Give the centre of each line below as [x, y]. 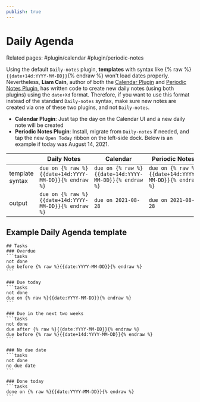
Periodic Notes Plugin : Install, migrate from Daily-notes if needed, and [102, 131]
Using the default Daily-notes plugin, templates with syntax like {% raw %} [99, 69]
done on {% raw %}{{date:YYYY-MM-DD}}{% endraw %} [70, 392]
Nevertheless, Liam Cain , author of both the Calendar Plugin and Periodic [96, 82]
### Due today [24, 283]
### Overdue [21, 251]
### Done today [25, 382]
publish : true [24, 12]
